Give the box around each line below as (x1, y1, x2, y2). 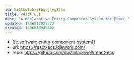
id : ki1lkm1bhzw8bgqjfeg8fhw (5, 7, 66, 12)
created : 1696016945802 (5, 26, 55, 30)
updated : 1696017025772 (5, 21, 55, 26)
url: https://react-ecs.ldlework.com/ (12, 44, 85, 50)
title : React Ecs (5, 12, 41, 17)
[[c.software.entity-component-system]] (12, 39, 95, 45)
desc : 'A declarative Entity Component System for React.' (5, 16, 130, 21)
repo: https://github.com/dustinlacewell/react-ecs (12, 50, 115, 56)
